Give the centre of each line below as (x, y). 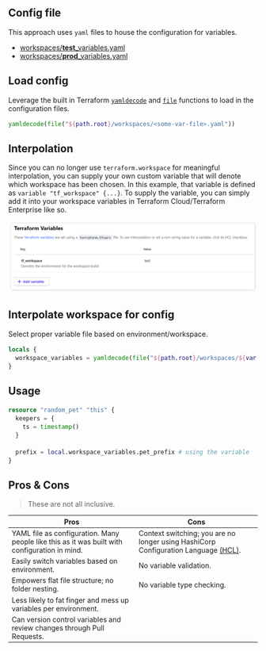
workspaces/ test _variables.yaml (72, 48)
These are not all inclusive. (71, 504)
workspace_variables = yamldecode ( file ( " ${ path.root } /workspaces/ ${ (131, 358)
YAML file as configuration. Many (66, 533)
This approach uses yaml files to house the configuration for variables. (123, 32)
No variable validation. (175, 565)
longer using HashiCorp (177, 542)
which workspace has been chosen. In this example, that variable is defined (132, 185)
